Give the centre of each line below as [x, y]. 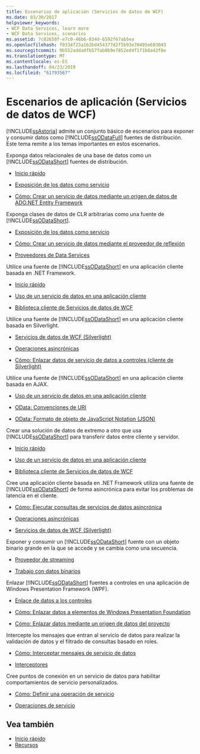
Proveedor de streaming [44, 560]
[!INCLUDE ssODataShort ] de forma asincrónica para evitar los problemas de [100, 490]
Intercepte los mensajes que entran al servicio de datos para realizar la [93, 635]
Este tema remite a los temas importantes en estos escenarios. [83, 144]
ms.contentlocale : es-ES [37, 61]
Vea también [30, 724]
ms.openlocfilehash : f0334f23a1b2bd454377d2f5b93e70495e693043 [86, 45]
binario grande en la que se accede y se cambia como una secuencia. [92, 548]
